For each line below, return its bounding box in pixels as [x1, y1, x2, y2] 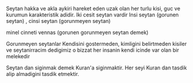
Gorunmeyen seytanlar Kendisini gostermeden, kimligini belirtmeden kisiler [6, 41, 187, 47]
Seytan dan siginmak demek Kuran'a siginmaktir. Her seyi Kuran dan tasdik [6, 64, 187, 71]
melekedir [6, 53, 31, 59]
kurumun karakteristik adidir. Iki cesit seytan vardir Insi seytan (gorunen [6, 11, 179, 18]
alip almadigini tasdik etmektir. [6, 71, 79, 77]
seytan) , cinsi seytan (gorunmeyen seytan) [6, 18, 111, 24]
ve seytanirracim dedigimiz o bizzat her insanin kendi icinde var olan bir [6, 47, 180, 54]
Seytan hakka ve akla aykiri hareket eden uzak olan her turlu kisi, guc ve [6, 5, 181, 12]
